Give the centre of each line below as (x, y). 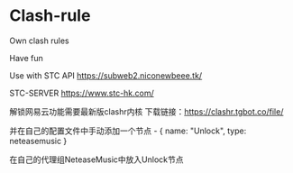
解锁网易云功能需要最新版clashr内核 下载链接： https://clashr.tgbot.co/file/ (146, 111)
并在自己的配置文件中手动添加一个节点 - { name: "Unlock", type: (128, 131)
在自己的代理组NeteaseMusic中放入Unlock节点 (96, 159)
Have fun (26, 58)
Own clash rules (39, 41)
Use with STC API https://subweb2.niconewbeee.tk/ (106, 75)
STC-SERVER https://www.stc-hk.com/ (82, 93)
